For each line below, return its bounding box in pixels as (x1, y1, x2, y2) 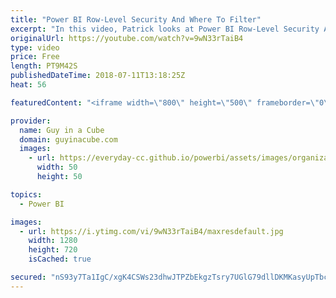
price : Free (10, 52, 60, 62)
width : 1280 (28, 236, 78, 246)
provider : (10, 116, 52, 126)
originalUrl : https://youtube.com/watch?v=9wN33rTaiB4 (10, 33, 244, 43)
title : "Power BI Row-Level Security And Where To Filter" (10, 14, 262, 25)
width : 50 (36, 162, 78, 173)
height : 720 (28, 245, 78, 255)
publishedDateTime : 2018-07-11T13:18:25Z (10, 71, 186, 81)
